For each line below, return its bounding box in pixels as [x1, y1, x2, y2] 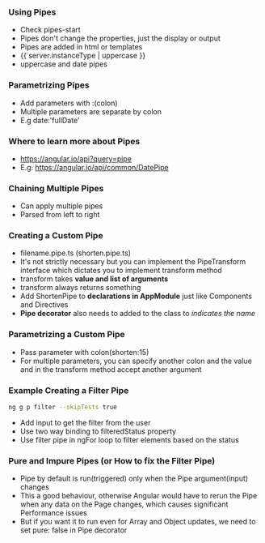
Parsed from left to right [19, 210, 100, 220]
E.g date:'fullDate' [19, 115, 80, 125]
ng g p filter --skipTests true [8, 404, 117, 412]
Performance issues [19, 508, 87, 518]
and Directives [19, 300, 69, 310]
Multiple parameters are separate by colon [19, 106, 162, 116]
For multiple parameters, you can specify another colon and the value [19, 356, 252, 366]
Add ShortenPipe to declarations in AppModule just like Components [19, 291, 253, 301]
